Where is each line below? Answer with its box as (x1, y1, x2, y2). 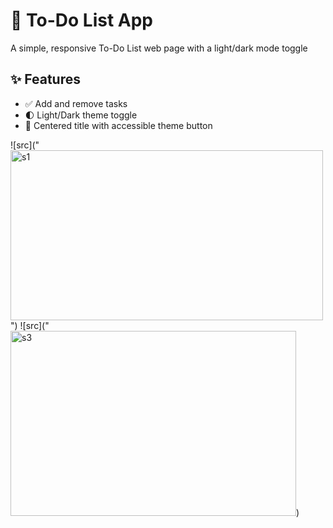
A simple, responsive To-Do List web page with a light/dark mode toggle (10, 42, 308, 54)
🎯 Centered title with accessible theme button (24, 119, 213, 131)
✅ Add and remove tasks (24, 97, 128, 109)
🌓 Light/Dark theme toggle (24, 109, 138, 121)
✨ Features (10, 71, 81, 88)
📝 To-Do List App (10, 9, 153, 32)
